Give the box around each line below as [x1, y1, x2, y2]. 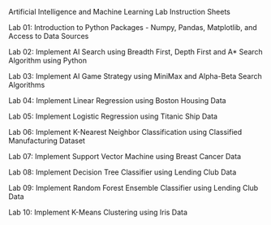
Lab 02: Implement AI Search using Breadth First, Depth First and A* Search [8, 47, 264, 56]
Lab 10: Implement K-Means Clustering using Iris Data [8, 207, 188, 217]
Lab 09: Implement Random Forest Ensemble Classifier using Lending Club [8, 183, 259, 193]
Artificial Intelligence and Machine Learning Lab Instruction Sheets [8, 7, 231, 16]
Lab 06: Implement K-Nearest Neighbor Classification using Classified [8, 128, 243, 136]
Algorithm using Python [8, 56, 88, 65]
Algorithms [8, 80, 45, 89]
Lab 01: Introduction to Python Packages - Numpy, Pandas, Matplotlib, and [8, 23, 257, 32]
